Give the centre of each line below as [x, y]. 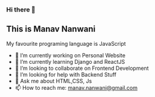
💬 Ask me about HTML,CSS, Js [53, 81]
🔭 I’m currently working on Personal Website [70, 55]
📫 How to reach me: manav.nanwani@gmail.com [76, 87]
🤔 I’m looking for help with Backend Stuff [65, 74]
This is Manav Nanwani [51, 29]
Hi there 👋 [21, 10]
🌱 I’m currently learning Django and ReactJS [70, 61]
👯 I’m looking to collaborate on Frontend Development [82, 68]
